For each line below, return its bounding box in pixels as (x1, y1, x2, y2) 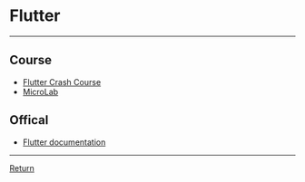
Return (9, 162, 34, 173)
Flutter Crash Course (22, 76, 102, 87)
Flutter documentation (22, 137, 106, 148)
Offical (9, 112, 49, 128)
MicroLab (22, 86, 59, 97)
